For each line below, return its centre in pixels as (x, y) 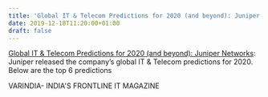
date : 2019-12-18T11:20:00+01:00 (64, 23)
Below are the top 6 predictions (60, 71)
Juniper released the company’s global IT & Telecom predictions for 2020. (131, 62)
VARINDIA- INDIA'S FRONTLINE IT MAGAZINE (84, 86)
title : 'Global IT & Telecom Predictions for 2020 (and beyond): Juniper (134, 16)
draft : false (30, 30)
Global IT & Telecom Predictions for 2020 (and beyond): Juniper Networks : (132, 54)
